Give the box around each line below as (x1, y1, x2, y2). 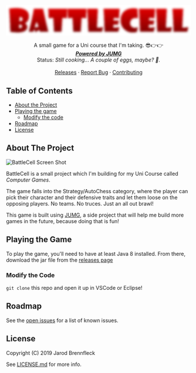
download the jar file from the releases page (6, 256, 113, 264)
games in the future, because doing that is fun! (6, 217, 119, 224)
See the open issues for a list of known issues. (6, 317, 119, 324)
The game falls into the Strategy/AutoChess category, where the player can (6, 187, 188, 194)
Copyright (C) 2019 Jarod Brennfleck (6, 349, 96, 356)
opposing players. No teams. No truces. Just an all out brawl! (6, 200, 154, 207)
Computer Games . (6, 176, 51, 183)
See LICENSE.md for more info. (6, 361, 82, 368)
